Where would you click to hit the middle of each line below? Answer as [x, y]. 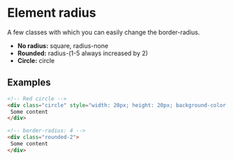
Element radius [52, 13]
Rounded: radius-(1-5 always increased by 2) [83, 53]
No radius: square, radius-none [63, 45]
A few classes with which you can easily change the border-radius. [104, 32]
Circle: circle [36, 60]
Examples [29, 83]
